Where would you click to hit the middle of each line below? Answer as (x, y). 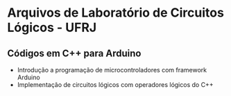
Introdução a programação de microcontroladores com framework (112, 70)
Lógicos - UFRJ (52, 27)
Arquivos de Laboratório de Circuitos (115, 13)
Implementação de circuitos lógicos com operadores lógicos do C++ (115, 85)
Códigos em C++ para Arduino (74, 53)
